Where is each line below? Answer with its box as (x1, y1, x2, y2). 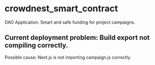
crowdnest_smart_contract (4, 3, 118, 14)
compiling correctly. (4, 41, 69, 50)
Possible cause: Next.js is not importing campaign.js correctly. (4, 54, 131, 60)
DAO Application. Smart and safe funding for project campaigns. (4, 19, 135, 25)
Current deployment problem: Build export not (4, 33, 150, 42)
